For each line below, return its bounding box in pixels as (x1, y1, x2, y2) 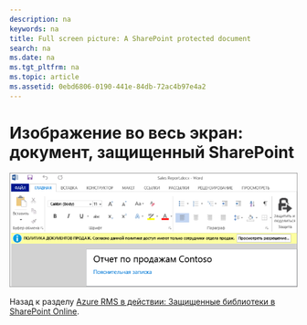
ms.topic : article (9, 73, 79, 82)
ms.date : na (9, 53, 55, 63)
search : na (9, 44, 51, 53)
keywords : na (9, 24, 59, 34)
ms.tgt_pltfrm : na (9, 63, 79, 72)
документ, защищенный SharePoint (9, 142, 295, 162)
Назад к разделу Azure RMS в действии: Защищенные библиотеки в (9, 297, 276, 308)
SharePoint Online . (9, 306, 80, 317)
